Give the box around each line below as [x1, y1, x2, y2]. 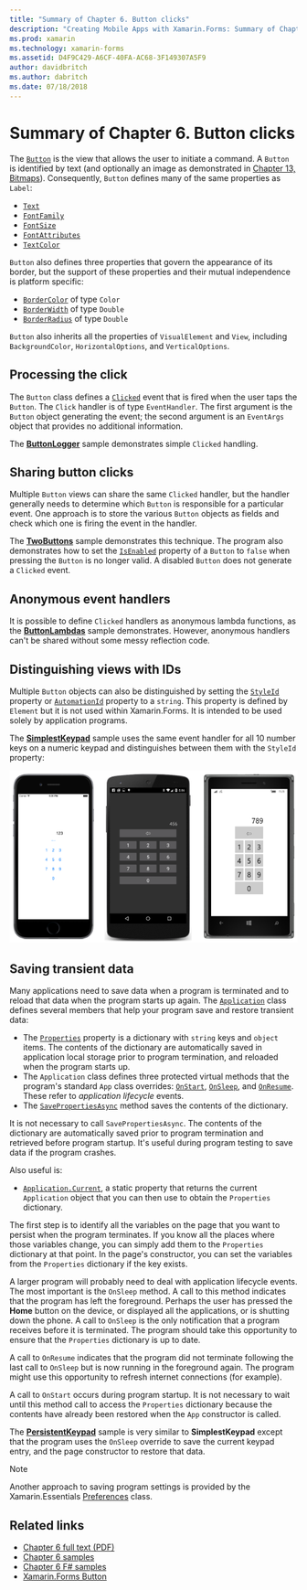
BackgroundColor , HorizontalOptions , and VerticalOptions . [9, 340, 230, 351]
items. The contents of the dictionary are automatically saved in [22, 1042, 263, 1053]
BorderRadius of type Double [22, 313, 129, 324]
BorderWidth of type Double [22, 303, 125, 315]
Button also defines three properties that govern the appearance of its [9, 256, 273, 267]
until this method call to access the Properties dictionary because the [9, 1399, 272, 1410]
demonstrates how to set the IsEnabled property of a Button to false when [9, 545, 291, 557]
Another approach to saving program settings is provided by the [9, 1481, 251, 1492]
